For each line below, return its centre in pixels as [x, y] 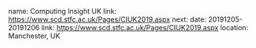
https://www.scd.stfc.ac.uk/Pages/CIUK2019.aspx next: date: [108, 19]
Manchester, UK [34, 36]
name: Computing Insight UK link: [62, 11]
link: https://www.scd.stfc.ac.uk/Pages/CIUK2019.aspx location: [145, 27]
